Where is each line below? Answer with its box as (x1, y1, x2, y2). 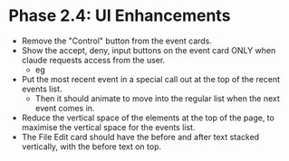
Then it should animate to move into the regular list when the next (34, 92, 280, 104)
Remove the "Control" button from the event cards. (21, 35, 212, 46)
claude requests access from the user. (21, 54, 166, 65)
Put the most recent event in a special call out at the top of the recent (21, 73, 281, 84)
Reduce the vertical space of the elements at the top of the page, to (21, 112, 275, 123)
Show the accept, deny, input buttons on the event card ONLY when (21, 44, 276, 55)
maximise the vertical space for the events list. (21, 121, 196, 132)
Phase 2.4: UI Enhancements (8, 5, 231, 26)
